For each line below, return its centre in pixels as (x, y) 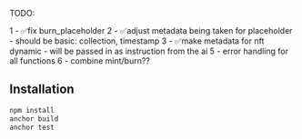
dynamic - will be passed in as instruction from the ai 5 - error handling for (149, 51)
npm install (32, 110)
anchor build (34, 119)
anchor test (32, 127)
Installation (42, 89)
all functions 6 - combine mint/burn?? (80, 61)
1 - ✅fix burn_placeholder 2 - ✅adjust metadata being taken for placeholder (151, 30)
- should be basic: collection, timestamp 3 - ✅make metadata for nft (137, 41)
